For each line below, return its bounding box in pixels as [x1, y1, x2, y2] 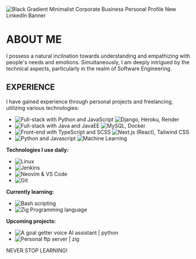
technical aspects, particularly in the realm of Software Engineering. [6, 65, 172, 72]
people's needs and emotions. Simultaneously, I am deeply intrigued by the [6, 58, 189, 65]
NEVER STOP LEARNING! [6, 247, 68, 254]
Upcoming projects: [6, 217, 56, 225]
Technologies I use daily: [6, 146, 69, 153]
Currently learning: [6, 188, 54, 195]
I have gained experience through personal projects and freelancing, [6, 98, 173, 105]
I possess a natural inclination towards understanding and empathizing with [6, 52, 191, 59]
